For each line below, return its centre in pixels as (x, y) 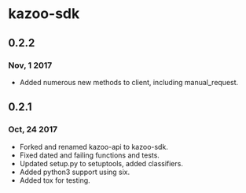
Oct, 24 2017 (33, 129)
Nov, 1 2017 (30, 65)
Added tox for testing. (55, 180)
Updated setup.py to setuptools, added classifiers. (101, 163)
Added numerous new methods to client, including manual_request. (129, 82)
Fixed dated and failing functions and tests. (89, 155)
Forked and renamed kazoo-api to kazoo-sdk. (94, 147)
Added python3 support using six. (75, 172)
